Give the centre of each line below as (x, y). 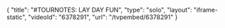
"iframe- (205, 10)
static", (17, 17)
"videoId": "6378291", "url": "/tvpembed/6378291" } (103, 17)
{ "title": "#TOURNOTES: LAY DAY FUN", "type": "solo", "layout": (99, 10)
